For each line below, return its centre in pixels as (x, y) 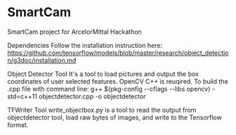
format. (18, 124)
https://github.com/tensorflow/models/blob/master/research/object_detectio (118, 53)
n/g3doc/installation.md (42, 60)
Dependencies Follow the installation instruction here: (85, 45)
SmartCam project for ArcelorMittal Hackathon (74, 32)
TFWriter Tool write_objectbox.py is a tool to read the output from (102, 110)
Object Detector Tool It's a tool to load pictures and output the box (103, 74)
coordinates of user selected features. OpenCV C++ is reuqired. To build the (118, 81)
